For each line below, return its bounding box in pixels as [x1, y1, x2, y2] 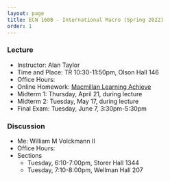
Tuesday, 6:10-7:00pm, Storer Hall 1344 [27, 158, 139, 167]
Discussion [7, 121, 46, 130]
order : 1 [7, 23, 32, 29]
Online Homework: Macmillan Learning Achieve [16, 83, 151, 91]
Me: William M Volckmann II [16, 137, 96, 145]
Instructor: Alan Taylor [16, 61, 80, 69]
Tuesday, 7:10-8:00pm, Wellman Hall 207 [27, 165, 143, 174]
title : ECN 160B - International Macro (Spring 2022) [7, 16, 165, 23]
